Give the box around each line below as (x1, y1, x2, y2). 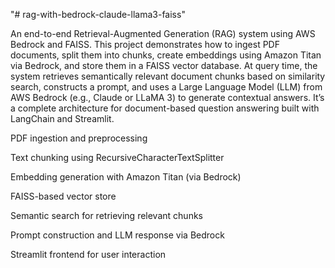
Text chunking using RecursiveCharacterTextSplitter (10, 152, 225, 163)
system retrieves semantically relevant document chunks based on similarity (10, 70, 326, 82)
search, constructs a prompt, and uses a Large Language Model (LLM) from (10, 81, 323, 93)
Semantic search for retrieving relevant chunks (10, 210, 203, 221)
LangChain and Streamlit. (10, 113, 115, 124)
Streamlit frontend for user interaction (10, 249, 167, 260)
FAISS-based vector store (10, 190, 117, 202)
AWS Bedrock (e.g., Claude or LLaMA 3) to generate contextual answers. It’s (10, 92, 325, 103)
